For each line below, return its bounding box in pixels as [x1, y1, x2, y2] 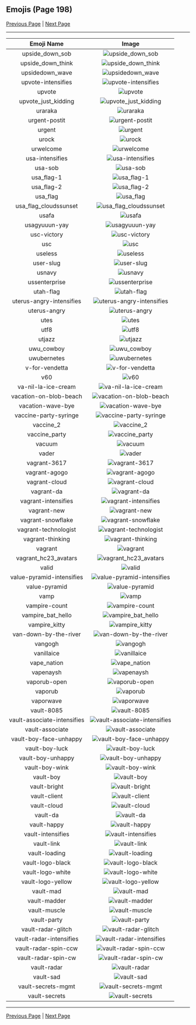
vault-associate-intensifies [9, 716, 85, 724]
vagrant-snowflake [20, 515, 73, 524]
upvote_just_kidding [19, 97, 75, 105]
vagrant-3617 [26, 459, 67, 467]
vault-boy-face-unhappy [10, 734, 83, 743]
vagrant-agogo [25, 468, 68, 476]
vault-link [33, 839, 60, 848]
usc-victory [30, 230, 63, 238]
